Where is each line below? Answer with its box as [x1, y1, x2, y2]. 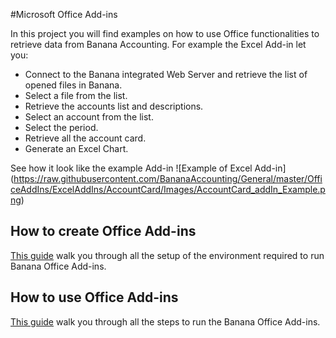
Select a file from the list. [24, 90, 128, 101]
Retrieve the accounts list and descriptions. [24, 100, 204, 112]
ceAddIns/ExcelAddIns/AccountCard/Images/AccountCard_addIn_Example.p [10, 184, 326, 195]
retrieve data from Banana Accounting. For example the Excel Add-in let [10, 39, 307, 50]
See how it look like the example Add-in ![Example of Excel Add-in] [10, 162, 287, 174]
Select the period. [24, 122, 99, 133]
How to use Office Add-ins [10, 289, 179, 306]
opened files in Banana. [24, 79, 123, 91]
